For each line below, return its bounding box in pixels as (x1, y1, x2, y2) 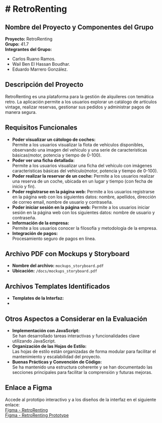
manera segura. (5, 109, 37, 115)
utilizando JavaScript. (12, 338, 56, 344)
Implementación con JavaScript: (12, 328, 80, 334)
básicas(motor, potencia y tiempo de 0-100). (12, 152, 102, 158)
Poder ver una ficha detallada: (12, 157, 75, 163)
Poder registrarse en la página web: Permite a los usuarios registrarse (12, 188, 155, 194)
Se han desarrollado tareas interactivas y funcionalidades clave (12, 333, 140, 339)
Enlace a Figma (5, 384, 52, 392)
